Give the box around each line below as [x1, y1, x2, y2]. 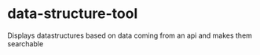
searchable [7, 38, 44, 48]
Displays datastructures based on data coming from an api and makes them [7, 31, 253, 40]
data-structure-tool [7, 5, 138, 23]
